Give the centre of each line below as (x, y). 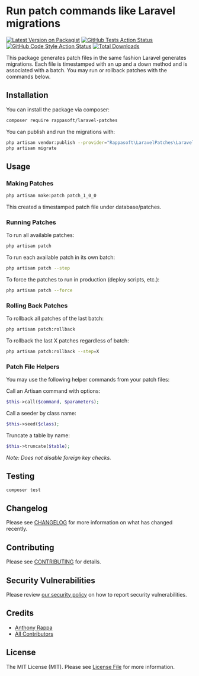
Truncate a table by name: (38, 435)
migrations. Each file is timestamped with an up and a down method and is (97, 64)
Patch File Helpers (33, 367)
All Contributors (34, 634)
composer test (24, 490)
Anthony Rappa (33, 627)
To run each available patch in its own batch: (61, 257)
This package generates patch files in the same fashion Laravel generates (96, 57)
